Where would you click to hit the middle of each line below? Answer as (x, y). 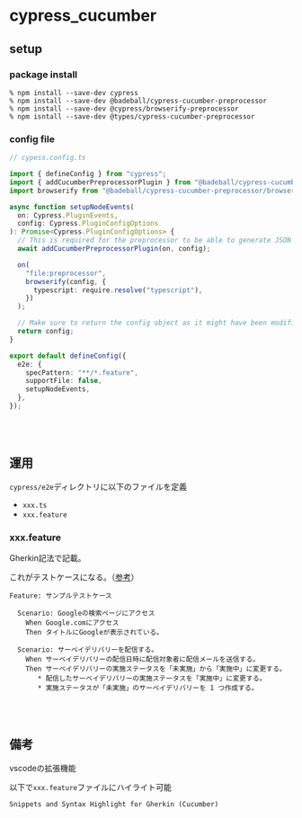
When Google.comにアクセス (72, 623)
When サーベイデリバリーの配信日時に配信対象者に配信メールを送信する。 (142, 660)
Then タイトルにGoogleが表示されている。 (94, 633)
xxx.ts (35, 505)
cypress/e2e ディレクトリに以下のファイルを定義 (98, 486)
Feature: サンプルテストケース (61, 596)
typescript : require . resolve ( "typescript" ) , (118, 290)
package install (44, 75)
